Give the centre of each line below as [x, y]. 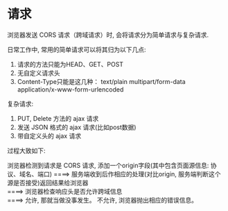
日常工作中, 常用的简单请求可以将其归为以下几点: [77, 49]
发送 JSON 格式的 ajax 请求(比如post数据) [77, 127]
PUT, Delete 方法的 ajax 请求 [58, 118]
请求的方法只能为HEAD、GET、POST [70, 64]
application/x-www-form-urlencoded [70, 89]
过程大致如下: [27, 151]
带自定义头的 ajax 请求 [49, 135]
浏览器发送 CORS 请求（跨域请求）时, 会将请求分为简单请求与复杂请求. [108, 35]
